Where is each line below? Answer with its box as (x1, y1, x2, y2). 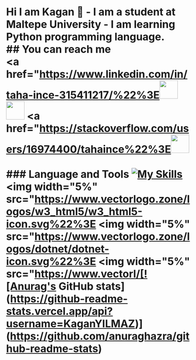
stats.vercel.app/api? (6, 305, 113, 318)
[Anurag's (6, 280, 57, 293)
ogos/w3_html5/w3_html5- (6, 205, 143, 219)
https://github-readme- (10, 293, 128, 305)
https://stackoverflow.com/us (39, 122, 190, 135)
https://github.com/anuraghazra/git (9, 330, 190, 343)
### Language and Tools (6, 168, 130, 181)
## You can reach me (6, 43, 111, 56)
